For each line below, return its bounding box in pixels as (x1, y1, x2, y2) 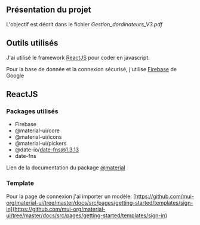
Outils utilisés (6, 38, 59, 48)
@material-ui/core (14, 127, 60, 134)
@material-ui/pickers (14, 140, 67, 147)
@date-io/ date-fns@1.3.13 (14, 146, 79, 153)
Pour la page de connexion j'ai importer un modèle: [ (6, 193, 136, 200)
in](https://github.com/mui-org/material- (6, 205, 106, 212)
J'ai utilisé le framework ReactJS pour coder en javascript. (6, 54, 150, 61)
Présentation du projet (6, 5, 91, 15)
